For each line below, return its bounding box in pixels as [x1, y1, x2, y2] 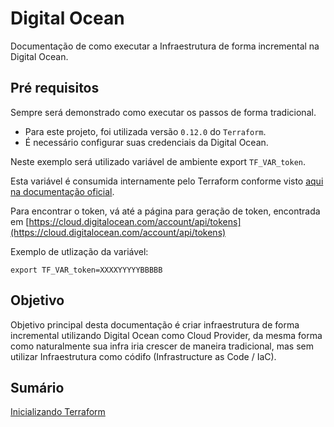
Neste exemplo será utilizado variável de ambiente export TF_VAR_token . [10, 155, 307, 167]
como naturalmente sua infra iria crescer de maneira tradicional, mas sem [10, 340, 314, 352]
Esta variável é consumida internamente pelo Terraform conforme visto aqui [10, 175, 324, 187]
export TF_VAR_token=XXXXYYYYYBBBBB [10, 265, 163, 275]
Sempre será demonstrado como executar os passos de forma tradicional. [10, 106, 317, 118]
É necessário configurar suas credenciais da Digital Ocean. [24, 136, 269, 148]
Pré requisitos [10, 80, 100, 97]
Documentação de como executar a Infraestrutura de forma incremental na [10, 40, 320, 52]
